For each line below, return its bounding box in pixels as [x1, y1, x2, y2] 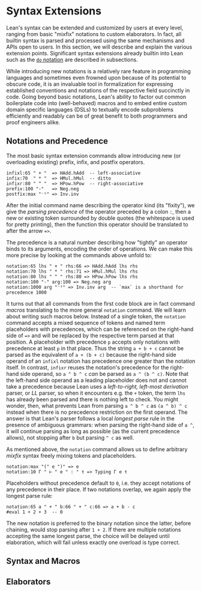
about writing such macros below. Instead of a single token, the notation [6, 312, 186, 320]
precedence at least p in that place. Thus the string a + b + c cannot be [6, 344, 184, 352]
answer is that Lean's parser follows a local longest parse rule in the [6, 414, 175, 422]
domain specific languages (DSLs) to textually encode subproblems [6, 106, 174, 113]
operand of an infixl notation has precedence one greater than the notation [6, 357, 196, 365]
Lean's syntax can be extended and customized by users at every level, [6, 24, 184, 31]
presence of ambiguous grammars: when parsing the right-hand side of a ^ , [6, 421, 195, 428]
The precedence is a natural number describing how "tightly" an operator [6, 238, 188, 246]
